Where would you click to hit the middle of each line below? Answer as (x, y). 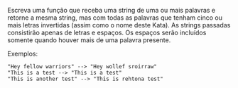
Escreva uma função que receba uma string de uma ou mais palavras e (112, 10)
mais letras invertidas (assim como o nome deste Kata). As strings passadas (119, 25)
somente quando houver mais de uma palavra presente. (89, 40)
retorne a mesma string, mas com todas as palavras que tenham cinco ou (115, 18)
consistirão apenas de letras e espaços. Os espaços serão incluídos (107, 32)
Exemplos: (22, 54)
